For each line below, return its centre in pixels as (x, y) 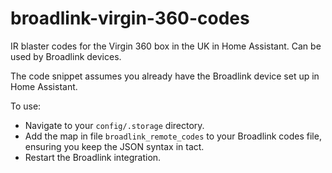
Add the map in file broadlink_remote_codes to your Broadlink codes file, (173, 136)
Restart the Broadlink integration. (93, 157)
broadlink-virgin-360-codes (130, 18)
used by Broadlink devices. (66, 56)
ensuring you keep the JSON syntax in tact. (114, 146)
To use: (26, 106)
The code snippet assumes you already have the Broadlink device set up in (165, 76)
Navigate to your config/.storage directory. (114, 125)
